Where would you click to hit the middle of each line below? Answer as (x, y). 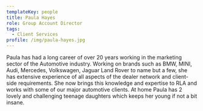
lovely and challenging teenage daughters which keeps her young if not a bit (102, 96)
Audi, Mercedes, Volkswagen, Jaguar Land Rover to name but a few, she (97, 70)
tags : (13, 29)
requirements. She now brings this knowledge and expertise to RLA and (108, 83)
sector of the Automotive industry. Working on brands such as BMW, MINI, (99, 64)
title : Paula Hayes (31, 18)
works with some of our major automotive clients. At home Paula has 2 (94, 89)
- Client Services (35, 35)
